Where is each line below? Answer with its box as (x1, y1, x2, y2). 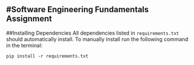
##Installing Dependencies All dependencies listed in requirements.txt (6, 29, 179, 36)
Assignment (6, 14, 52, 24)
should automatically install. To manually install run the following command (6, 35, 189, 43)
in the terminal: (6, 42, 43, 49)
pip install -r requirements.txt (6, 53, 89, 59)
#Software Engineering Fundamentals (6, 5, 149, 15)
